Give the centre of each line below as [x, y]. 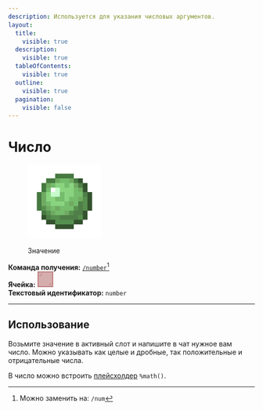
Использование [49, 325]
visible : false [47, 107]
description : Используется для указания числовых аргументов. [112, 16]
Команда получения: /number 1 [59, 267]
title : [26, 33]
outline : [29, 82]
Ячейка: [22, 284]
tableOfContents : [43, 67]
